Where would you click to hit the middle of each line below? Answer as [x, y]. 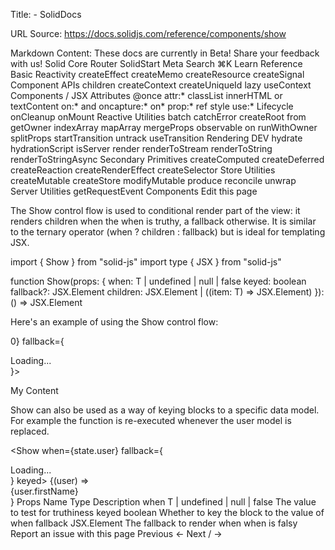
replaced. [30, 431]
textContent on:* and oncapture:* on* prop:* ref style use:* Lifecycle [152, 106]
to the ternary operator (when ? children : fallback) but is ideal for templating [168, 232]
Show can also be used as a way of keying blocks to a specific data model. [165, 410]
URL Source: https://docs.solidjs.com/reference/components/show [148, 33]
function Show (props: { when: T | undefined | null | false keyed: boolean [158, 281]
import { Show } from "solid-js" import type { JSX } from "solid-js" [146, 262]
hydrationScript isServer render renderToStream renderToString [141, 148]
